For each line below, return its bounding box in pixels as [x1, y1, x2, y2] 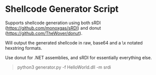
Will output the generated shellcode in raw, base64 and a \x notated [5, 39, 143, 45]
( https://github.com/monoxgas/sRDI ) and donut [5, 25, 101, 31]
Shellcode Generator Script [5, 3, 119, 15]
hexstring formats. [5, 45, 42, 51]
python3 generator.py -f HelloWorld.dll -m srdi [17, 64, 111, 70]
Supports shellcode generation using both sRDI [5, 20, 101, 26]
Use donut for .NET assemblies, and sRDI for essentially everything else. [5, 54, 152, 60]
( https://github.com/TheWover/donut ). [5, 30, 83, 36]
